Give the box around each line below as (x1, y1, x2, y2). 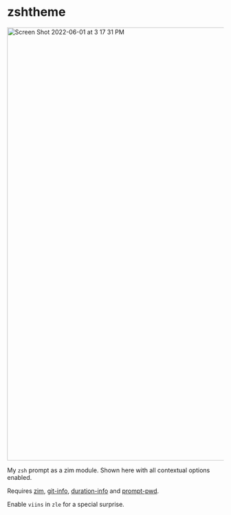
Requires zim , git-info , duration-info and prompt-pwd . (7, 487, 159, 495)
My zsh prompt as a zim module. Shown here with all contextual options (7, 466, 210, 474)
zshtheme (7, 4, 66, 20)
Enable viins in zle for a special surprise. (7, 500, 125, 508)
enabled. (7, 473, 32, 481)
